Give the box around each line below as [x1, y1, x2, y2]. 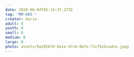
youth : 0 [5, 26, 24, 31]
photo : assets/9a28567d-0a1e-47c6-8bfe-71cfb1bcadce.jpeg [5, 44, 129, 49]
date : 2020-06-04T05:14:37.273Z [5, 7, 73, 12]
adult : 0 [5, 21, 24, 26]
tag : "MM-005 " [5, 12, 37, 17]
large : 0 [5, 40, 24, 45]
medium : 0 [5, 35, 26, 40]
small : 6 [5, 30, 24, 35]
